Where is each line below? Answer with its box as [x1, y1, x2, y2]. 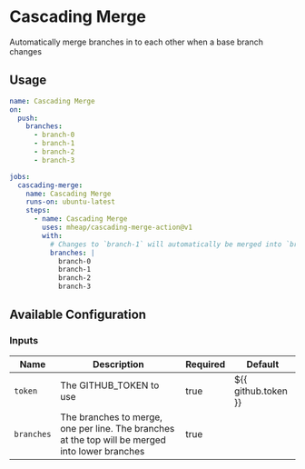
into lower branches [60, 444, 145, 457]
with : [42, 231, 64, 240]
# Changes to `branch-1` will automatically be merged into [49, 239, 282, 249]
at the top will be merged [60, 434, 166, 446]
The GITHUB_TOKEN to [60, 379, 160, 392]
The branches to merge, [60, 411, 163, 424]
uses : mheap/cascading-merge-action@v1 [42, 223, 193, 232]
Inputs [9, 334, 39, 347]
